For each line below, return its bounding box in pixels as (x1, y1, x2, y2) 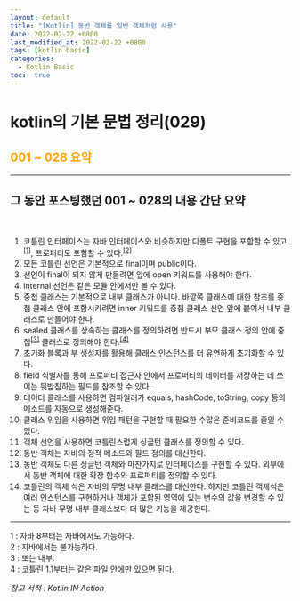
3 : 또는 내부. (10, 552, 56, 563)
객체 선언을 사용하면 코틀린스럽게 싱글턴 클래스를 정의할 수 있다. (22, 437, 244, 447)
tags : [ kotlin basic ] (10, 46, 91, 55)
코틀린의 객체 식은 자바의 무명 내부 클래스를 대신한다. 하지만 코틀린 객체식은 (22, 481, 285, 492)
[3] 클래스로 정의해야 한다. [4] (30, 335, 130, 347)
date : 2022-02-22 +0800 (10, 29, 99, 38)
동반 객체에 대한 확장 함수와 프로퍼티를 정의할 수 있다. (32, 469, 218, 480)
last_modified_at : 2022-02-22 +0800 (10, 37, 146, 47)
